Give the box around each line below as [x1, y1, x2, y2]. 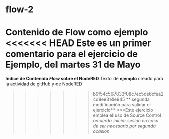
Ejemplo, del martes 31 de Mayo [5, 59, 141, 70]
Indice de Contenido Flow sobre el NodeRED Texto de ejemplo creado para [5, 76, 163, 82]
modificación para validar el [93, 102, 151, 108]
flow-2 [5, 4, 34, 15]
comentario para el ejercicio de [5, 48, 138, 60]
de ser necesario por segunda [93, 123, 156, 129]
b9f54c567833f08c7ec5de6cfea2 [93, 91, 164, 97]
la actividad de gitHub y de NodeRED [5, 81, 82, 87]
